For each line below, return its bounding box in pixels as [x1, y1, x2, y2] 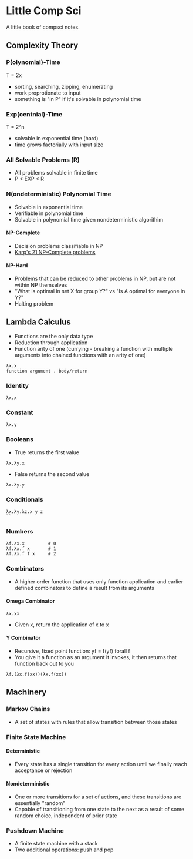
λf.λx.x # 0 [6, 541, 57, 547]
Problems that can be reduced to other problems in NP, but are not [14, 275, 176, 282]
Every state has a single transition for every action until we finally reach [14, 760, 188, 767]
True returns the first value [14, 448, 80, 456]
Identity [6, 381, 29, 390]
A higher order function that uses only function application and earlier [14, 578, 184, 585]
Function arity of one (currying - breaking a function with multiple [14, 345, 173, 352]
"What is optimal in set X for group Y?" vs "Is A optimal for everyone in [14, 287, 185, 294]
